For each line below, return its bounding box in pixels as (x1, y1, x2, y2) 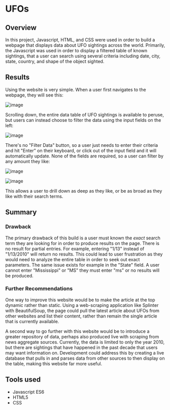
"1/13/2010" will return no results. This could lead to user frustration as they (5, 251, 163, 257)
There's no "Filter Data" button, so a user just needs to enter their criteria (5, 142, 158, 148)
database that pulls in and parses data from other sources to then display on (5, 355, 165, 361)
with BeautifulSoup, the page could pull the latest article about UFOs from (5, 307, 160, 313)
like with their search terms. (5, 193, 63, 199)
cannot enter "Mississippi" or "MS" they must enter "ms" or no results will (5, 267, 160, 273)
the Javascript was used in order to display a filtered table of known (5, 48, 148, 53)
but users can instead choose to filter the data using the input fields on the (5, 117, 161, 123)
